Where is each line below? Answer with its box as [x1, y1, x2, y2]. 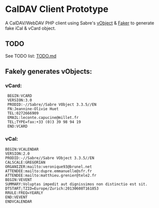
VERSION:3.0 [7, 98, 32, 103]
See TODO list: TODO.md [5, 53, 57, 59]
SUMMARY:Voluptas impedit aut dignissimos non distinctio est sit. [5, 182, 148, 187]
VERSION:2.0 [5, 151, 30, 156]
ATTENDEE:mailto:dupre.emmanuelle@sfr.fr [5, 168, 92, 174]
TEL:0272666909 [7, 111, 39, 116]
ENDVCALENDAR [5, 199, 32, 204]
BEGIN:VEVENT [5, 177, 32, 182]
